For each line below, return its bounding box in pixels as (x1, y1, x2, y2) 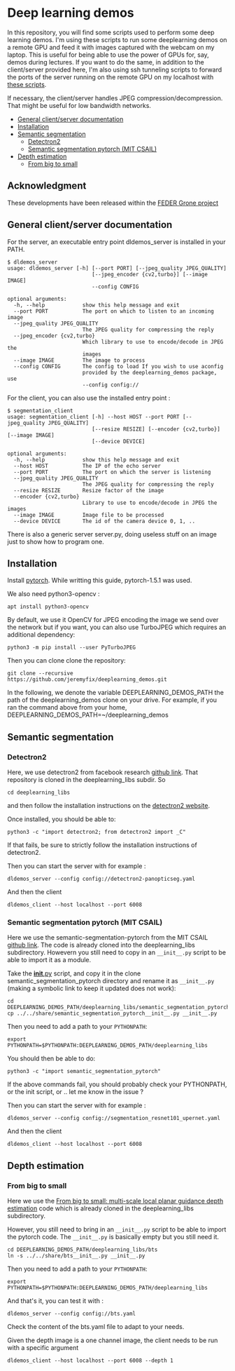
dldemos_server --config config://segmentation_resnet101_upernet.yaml (7, 1115, 220, 1122)
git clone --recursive (7, 670, 73, 677)
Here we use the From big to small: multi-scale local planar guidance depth (7, 1197, 224, 1205)
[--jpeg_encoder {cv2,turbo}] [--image (92, 271, 208, 278)
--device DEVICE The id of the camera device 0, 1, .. (13, 518, 196, 525)
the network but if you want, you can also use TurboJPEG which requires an (7, 623, 227, 632)
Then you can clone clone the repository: (7, 656, 126, 665)
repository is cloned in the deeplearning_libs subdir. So (7, 776, 166, 784)
